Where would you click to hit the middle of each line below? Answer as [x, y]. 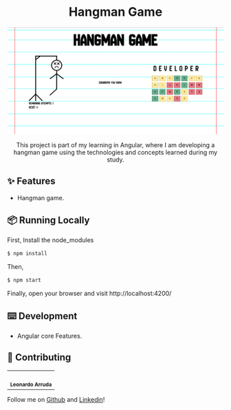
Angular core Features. [49, 336]
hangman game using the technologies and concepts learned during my [115, 152]
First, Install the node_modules [51, 240]
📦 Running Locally [48, 220]
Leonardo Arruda [31, 385]
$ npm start [24, 280]
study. [115, 160]
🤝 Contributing [39, 357]
